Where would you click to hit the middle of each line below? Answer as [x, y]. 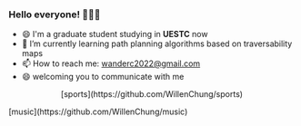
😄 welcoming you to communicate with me [103, 77]
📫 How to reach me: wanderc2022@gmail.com [111, 63]
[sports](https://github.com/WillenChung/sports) [152, 94]
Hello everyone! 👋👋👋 [55, 15]
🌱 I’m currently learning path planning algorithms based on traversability [157, 44]
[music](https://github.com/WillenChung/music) [98, 111]
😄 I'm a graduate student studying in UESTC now [115, 34]
